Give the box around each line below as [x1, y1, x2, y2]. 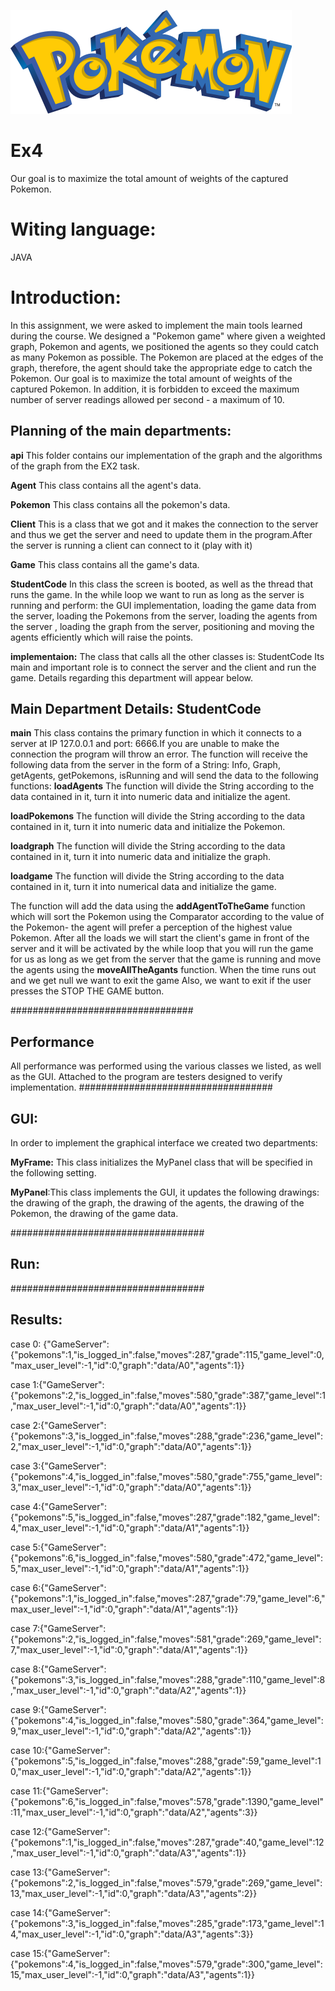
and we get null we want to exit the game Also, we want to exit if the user [10, 975, 312, 987]
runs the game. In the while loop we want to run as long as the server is [10, 588, 305, 600]
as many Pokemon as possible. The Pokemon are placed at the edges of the [10, 351, 324, 363]
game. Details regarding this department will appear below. [10, 671, 254, 684]
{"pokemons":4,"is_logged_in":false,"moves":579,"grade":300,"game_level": [10, 1958, 323, 1970]
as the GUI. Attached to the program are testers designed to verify [10, 1071, 283, 1083]
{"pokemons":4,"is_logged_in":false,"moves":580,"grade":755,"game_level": [10, 1470, 323, 1482]
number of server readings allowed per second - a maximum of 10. [10, 393, 285, 405]
